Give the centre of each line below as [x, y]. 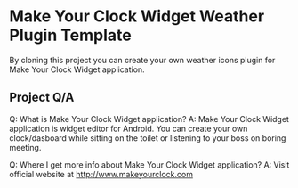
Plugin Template [70, 35]
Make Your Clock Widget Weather [137, 16]
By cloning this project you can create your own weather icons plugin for [142, 60]
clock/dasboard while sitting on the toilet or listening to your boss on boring [148, 138]
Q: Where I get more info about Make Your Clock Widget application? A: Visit [149, 164]
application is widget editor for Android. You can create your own [129, 128]
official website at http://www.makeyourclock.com [101, 174]
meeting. [25, 147]
